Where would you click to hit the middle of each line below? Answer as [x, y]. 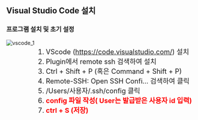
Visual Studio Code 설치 [51, 11]
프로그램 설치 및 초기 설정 [40, 29]
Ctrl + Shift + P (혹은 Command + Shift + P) [114, 71]
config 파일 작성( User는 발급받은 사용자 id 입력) [119, 100]
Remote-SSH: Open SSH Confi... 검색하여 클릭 [118, 81]
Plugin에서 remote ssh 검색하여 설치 [101, 61]
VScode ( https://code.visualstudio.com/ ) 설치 [118, 52]
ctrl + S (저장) [67, 110]
